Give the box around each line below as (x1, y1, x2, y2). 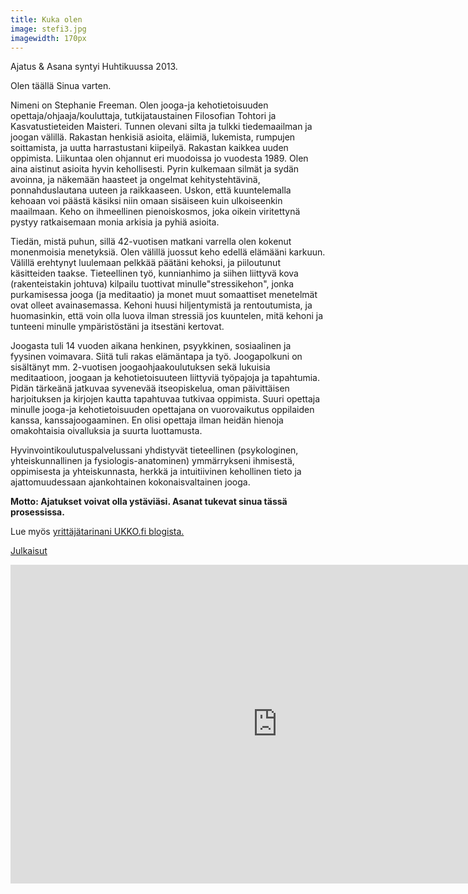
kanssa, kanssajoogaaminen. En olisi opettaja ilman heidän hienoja (10, 414, 284, 426)
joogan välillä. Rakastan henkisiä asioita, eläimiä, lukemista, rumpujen (10, 131, 296, 143)
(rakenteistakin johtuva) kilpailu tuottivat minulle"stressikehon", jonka (10, 278, 295, 290)
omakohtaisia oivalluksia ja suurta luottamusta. (10, 425, 203, 437)
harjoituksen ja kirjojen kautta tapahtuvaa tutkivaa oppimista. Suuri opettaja (10, 393, 321, 405)
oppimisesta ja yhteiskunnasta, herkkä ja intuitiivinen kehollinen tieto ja (10, 466, 302, 478)
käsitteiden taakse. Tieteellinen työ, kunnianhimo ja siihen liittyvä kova (10, 267, 299, 280)
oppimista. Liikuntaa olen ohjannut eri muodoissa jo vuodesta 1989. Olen (10, 152, 309, 165)
